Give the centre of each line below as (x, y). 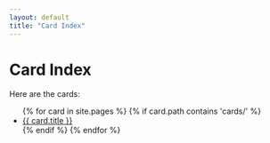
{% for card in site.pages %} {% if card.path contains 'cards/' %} (141, 111)
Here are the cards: (45, 94)
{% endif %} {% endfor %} (71, 131)
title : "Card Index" (48, 26)
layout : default (39, 17)
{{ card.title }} (47, 121)
